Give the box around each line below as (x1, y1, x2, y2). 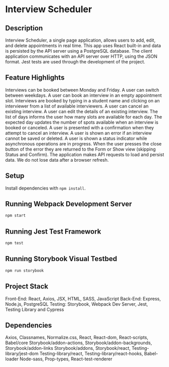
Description (5, 24, 43, 32)
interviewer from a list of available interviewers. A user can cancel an (5, 103, 149, 109)
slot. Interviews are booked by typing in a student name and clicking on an (5, 97, 160, 103)
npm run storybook (5, 268, 44, 273)
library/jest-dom (5, 351, 39, 357)
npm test (5, 241, 24, 246)
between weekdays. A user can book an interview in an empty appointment (5, 92, 162, 98)
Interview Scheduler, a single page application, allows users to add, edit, (5, 37, 155, 43)
